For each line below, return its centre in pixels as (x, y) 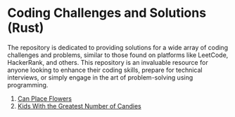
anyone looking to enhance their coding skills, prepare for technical (105, 70)
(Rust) (26, 28)
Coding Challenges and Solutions (107, 13)
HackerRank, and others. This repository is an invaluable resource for (108, 62)
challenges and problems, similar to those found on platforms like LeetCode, (118, 55)
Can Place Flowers (45, 98)
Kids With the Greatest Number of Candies (80, 106)
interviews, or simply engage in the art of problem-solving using (100, 77)
